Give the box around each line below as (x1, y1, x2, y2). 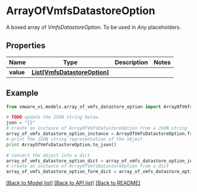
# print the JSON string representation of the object (6, 136, 143, 142)
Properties (6, 41, 46, 51)
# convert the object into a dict (6, 152, 91, 158)
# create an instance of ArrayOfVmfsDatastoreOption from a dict (6, 163, 169, 169)
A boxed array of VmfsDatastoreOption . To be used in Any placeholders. (6, 24, 182, 31)
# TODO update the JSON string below (6, 114, 98, 120)
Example (6, 88, 39, 98)
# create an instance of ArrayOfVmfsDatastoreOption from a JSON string (6, 125, 188, 131)
